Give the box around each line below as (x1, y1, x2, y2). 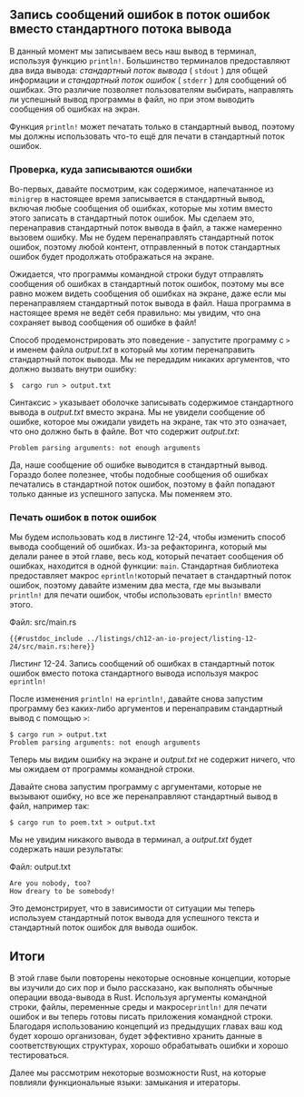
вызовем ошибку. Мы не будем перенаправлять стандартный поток (9, 232, 274, 243)
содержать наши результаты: (9, 844, 124, 855)
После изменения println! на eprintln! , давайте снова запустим (9, 694, 263, 705)
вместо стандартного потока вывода (9, 22, 232, 37)
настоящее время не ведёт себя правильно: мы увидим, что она (9, 308, 261, 319)
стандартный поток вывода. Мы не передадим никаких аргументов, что (9, 354, 290, 365)
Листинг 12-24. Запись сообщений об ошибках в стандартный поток (9, 658, 275, 669)
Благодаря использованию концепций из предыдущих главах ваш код (9, 1021, 283, 1032)
